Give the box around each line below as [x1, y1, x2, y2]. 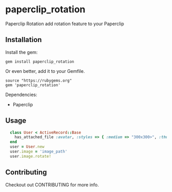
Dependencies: [5, 91, 37, 98]
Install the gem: [5, 49, 38, 55]
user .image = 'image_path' [10, 149, 68, 155]
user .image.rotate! [10, 153, 52, 159]
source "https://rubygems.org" [5, 78, 72, 83]
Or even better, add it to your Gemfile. [5, 68, 85, 74]
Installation [5, 35, 42, 44]
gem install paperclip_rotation [5, 59, 74, 64]
